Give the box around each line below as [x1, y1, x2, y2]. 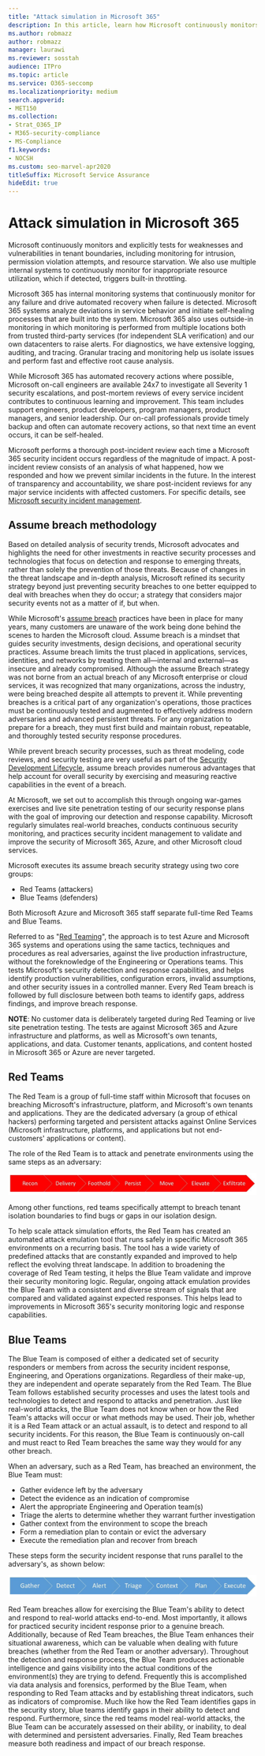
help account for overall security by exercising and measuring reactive [8, 771, 237, 781]
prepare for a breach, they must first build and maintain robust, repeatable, [8, 722, 251, 732]
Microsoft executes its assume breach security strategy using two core [8, 860, 239, 870]
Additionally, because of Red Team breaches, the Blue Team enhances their [8, 1630, 255, 1639]
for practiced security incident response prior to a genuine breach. [8, 1621, 225, 1631]
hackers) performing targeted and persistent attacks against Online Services [8, 1117, 257, 1126]
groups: [8, 869, 34, 878]
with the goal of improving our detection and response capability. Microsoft [8, 811, 253, 821]
